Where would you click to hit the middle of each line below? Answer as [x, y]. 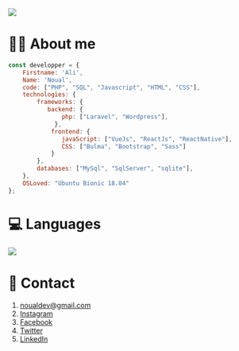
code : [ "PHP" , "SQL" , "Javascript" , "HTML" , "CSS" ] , [112, 87]
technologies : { [50, 94]
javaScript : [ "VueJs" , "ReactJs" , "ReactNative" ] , [147, 139]
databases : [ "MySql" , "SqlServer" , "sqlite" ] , [115, 169]
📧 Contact [42, 283]
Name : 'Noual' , [48, 80]
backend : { [65, 110]
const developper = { [44, 65]
